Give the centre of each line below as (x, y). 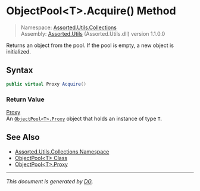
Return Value (25, 99)
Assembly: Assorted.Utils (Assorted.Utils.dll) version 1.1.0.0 (93, 33)
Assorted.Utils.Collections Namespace (62, 151)
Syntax (20, 71)
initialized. (18, 51)
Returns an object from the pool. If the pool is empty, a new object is (90, 45)
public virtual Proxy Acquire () (46, 84)
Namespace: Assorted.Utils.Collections (69, 27)
